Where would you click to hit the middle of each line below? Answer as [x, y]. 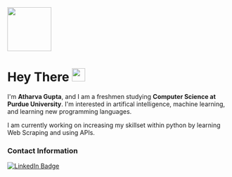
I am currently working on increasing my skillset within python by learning [114, 125]
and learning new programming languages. [70, 111]
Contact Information [43, 150]
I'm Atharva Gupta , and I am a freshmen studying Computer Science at [112, 96]
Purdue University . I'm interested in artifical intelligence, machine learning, [116, 104]
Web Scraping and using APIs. [51, 132]
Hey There [38, 77]
